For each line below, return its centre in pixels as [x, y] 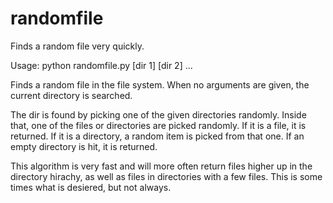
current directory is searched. [71, 95]
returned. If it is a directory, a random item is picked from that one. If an [157, 136]
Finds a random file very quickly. [77, 46]
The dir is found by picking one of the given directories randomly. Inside [158, 114]
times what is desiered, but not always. [91, 187]
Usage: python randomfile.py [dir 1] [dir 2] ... [101, 65]
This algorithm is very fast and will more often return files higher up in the [161, 166]
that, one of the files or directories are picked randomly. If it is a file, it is [158, 125]
